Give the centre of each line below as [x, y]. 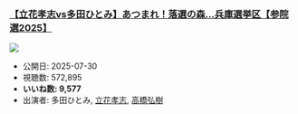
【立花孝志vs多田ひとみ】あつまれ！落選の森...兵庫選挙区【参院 [149, 14]
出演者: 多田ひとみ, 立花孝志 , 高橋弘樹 [93, 100]
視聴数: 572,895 [52, 78]
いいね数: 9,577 [52, 89]
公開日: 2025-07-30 [60, 66]
